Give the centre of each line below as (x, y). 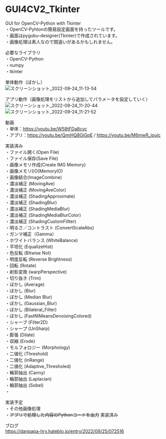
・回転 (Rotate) (21, 265)
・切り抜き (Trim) (23, 278)
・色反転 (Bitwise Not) (28, 253)
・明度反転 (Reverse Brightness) (38, 259)
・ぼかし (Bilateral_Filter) (31, 309)
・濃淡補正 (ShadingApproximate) (40, 196)
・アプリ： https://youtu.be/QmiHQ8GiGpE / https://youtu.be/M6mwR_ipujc (83, 135)
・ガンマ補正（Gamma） (31, 234)
